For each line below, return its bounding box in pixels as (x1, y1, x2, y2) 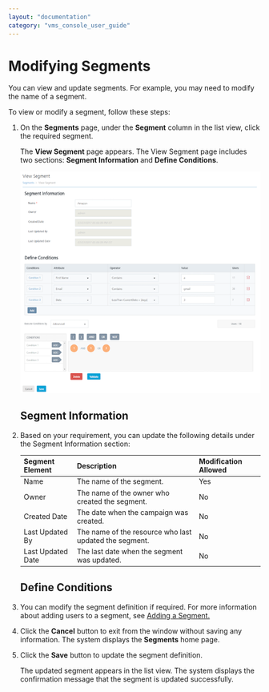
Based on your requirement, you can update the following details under (19, 430, 255, 440)
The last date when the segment (77, 547, 183, 557)
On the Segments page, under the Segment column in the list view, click (19, 123, 260, 132)
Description (77, 461, 118, 470)
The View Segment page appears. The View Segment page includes (19, 147, 247, 156)
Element (23, 465, 52, 474)
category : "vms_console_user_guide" (8, 21, 130, 30)
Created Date (23, 512, 68, 521)
